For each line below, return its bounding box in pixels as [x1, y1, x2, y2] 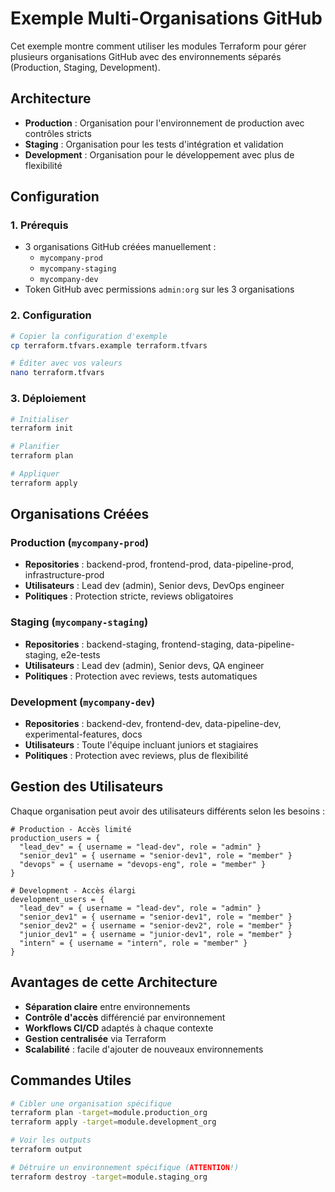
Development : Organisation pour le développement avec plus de [24, 148, 295, 161]
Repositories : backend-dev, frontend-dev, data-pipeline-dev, [24, 718, 282, 730]
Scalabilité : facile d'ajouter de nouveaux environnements [24, 1043, 264, 1055]
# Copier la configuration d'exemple [10, 331, 168, 341]
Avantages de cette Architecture [10, 974, 218, 991]
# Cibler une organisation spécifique [10, 1098, 172, 1109]
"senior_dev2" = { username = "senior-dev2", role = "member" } [19, 920, 293, 931]
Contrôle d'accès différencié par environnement [24, 1011, 226, 1023]
